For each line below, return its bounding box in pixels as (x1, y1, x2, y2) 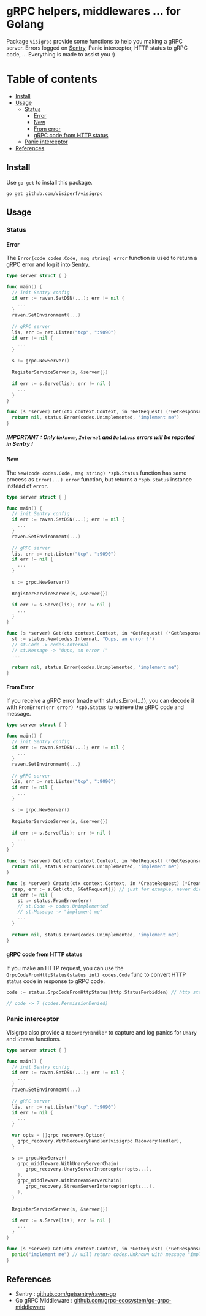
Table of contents (6, 72, 98, 86)
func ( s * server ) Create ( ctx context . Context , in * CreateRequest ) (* (6, 880, 188, 887)
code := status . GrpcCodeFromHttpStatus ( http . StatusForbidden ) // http (6, 989, 191, 995)
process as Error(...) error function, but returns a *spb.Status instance (6, 475, 192, 483)
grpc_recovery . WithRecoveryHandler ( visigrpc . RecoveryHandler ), (17, 1138, 183, 1144)
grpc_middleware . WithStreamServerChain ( (17, 1177, 122, 1184)
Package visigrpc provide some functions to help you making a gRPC (6, 37, 183, 45)
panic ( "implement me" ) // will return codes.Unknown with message (12, 1251, 185, 1258)
